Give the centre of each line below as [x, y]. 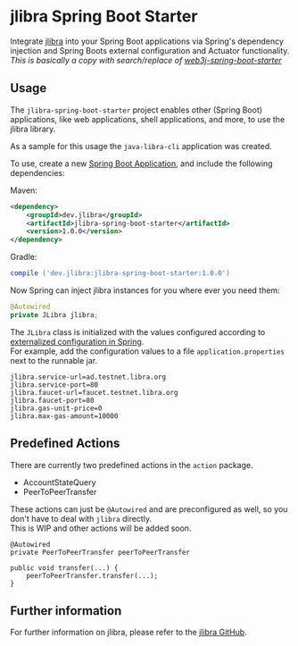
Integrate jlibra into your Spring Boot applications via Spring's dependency [147, 41]
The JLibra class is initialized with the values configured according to [138, 331]
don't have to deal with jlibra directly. [81, 518]
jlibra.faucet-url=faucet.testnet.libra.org [94, 392]
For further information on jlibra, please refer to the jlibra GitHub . [129, 633]
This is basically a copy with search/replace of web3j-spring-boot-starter [146, 60]
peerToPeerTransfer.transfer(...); [92, 575]
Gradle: [24, 257]
